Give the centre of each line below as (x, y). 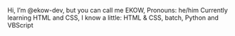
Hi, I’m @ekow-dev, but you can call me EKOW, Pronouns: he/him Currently (117, 10)
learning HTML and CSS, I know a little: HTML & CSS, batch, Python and (113, 18)
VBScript (20, 25)
